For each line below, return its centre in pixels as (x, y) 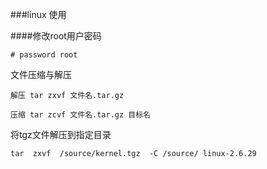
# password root (44, 55)
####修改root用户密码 (56, 36)
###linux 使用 (38, 14)
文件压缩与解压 (41, 74)
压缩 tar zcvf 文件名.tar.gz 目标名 (80, 115)
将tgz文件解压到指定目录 (61, 134)
